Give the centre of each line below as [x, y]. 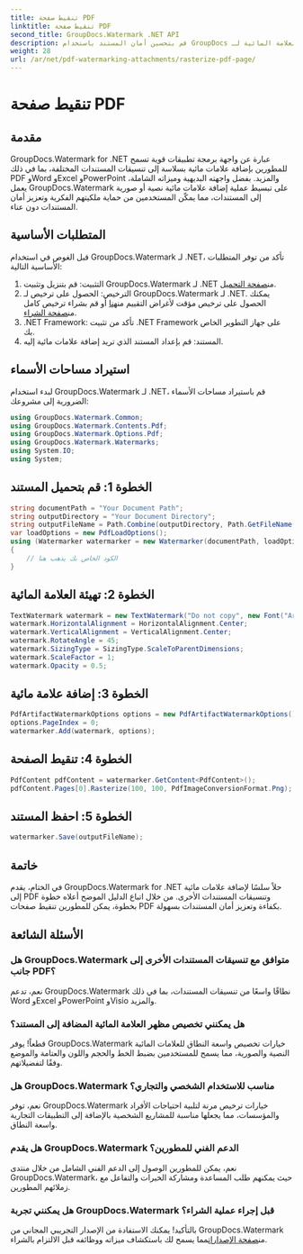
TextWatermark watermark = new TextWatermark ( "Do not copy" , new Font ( [147, 615]
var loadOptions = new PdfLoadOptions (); [89, 533]
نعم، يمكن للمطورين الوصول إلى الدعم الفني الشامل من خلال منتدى [124, 1168]
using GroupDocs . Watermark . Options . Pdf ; [87, 434]
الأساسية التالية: [36, 266]
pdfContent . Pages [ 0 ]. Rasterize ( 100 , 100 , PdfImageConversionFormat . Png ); [151, 788]
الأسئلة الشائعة [47, 935]
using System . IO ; [43, 451]
